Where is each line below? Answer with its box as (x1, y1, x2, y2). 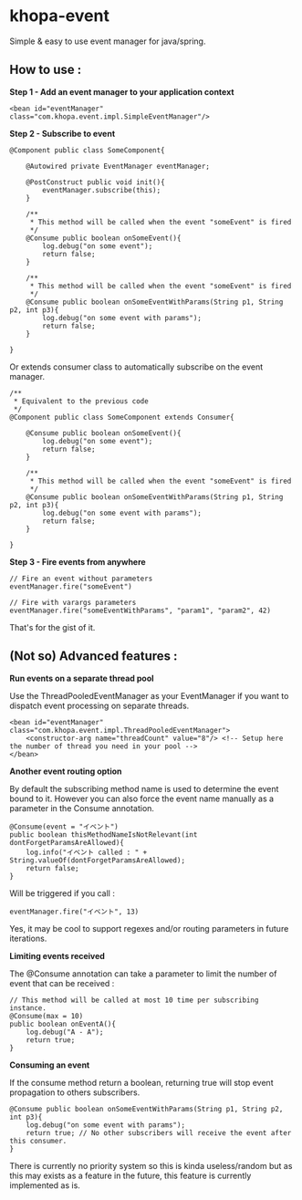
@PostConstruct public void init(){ (26, 177, 166, 187)
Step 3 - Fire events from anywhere (9, 556, 146, 567)
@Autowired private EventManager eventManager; (26, 162, 210, 171)
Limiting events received (9, 950, 105, 961)
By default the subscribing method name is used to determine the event (9, 783, 279, 794)
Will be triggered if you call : (9, 887, 116, 899)
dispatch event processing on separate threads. (9, 700, 190, 711)
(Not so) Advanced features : (9, 649, 178, 664)
